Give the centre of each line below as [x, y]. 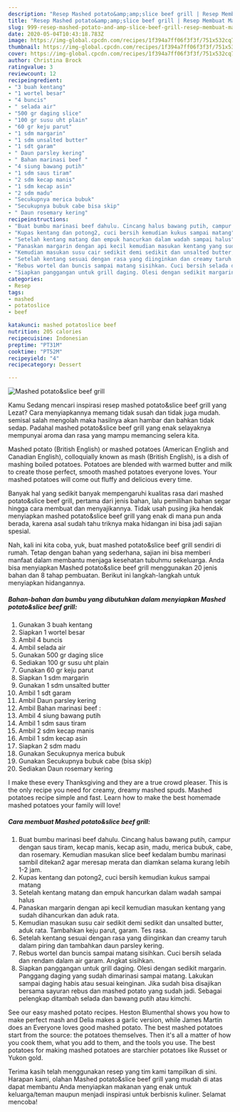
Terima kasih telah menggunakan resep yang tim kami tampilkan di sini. [113, 1072]
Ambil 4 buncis [40, 640]
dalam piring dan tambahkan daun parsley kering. [91, 946]
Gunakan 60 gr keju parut [56, 670]
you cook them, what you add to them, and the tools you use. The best [112, 1043]
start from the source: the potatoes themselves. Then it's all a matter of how [120, 1035]
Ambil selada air [42, 648]
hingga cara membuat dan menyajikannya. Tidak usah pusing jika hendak [116, 509]
